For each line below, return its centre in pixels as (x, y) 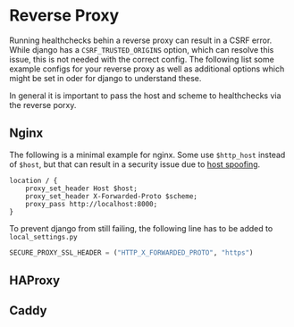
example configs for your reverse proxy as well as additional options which (147, 69)
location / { (34, 180)
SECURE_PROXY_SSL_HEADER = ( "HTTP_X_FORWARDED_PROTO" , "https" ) (131, 252)
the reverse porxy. (43, 105)
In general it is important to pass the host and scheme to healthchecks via (145, 96)
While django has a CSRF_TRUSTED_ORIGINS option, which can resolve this (142, 49)
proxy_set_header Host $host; (82, 189)
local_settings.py (43, 237)
